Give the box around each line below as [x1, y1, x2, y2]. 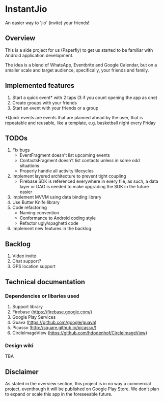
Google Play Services [12, 314, 56, 320]
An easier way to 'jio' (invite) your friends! [5, 20, 90, 26]
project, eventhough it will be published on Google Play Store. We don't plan [5, 386, 159, 392]
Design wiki [5, 342, 33, 349]
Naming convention [19, 210, 59, 216]
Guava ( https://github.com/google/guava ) [12, 319, 97, 325]
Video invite [12, 253, 37, 259]
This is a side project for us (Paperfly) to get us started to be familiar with [5, 47, 153, 53]
